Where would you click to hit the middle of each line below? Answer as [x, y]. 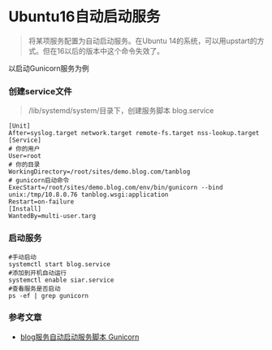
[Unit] [19, 126]
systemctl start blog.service [60, 264]
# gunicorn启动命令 [39, 181]
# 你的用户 [24, 149]
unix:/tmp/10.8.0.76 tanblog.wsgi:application [89, 195]
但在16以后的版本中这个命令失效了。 [104, 50]
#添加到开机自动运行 [38, 273]
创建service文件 [40, 91]
